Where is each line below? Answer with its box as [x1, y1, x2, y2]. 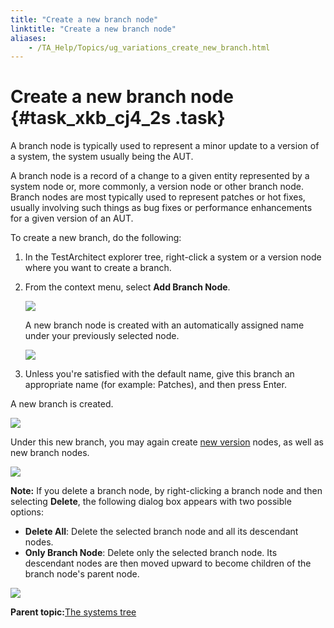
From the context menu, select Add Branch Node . [24, 281, 231, 293]
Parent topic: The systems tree [10, 606, 137, 618]
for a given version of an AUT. [10, 212, 134, 225]
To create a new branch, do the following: [10, 232, 182, 244]
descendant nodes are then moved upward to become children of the [24, 557, 312, 570]
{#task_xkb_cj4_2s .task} [10, 107, 226, 130]
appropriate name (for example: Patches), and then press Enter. [24, 379, 287, 391]
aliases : [10, 33, 47, 43]
